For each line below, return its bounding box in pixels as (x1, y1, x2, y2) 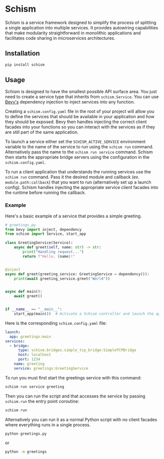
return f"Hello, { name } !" (22, 254, 76, 259)
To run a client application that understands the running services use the (5, 169, 151, 175)
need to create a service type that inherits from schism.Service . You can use (5, 94, 159, 100)
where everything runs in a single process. (5, 421, 91, 428)
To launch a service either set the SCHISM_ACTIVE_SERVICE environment (5, 139, 146, 145)
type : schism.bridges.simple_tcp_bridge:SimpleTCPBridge (18, 348, 137, 353)
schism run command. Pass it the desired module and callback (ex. (5, 174, 140, 180)
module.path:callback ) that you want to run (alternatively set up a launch (5, 179, 151, 185)
